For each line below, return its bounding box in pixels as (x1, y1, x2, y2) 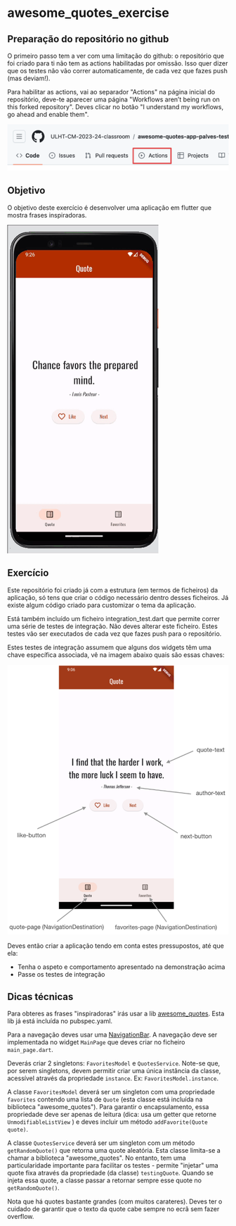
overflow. (7, 1213, 34, 1221)
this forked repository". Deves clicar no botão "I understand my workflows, (7, 103, 223, 111)
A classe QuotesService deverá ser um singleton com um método (7, 1139, 195, 1147)
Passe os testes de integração (17, 970, 105, 979)
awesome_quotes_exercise (7, 5, 170, 21)
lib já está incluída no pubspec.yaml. (7, 1017, 113, 1025)
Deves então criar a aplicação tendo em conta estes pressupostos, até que (7, 942, 225, 950)
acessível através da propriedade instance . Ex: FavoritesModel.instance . (7, 1074, 219, 1082)
